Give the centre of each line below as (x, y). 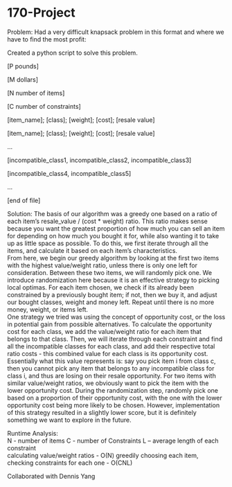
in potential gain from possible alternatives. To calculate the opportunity (110, 324)
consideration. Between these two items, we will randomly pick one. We (110, 272)
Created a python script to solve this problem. (73, 53)
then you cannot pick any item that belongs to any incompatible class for (111, 368)
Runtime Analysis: (33, 433)
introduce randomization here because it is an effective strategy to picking (113, 280)
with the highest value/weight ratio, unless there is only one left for (102, 265)
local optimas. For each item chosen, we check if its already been (100, 287)
